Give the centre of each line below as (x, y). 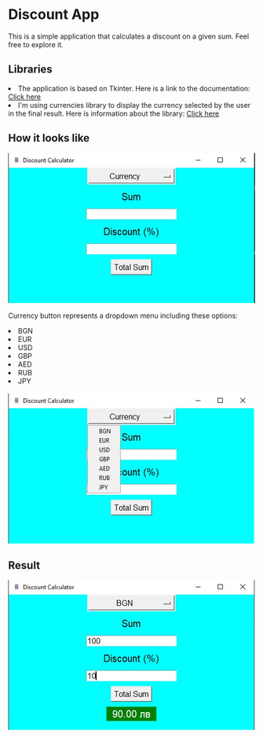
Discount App (54, 15)
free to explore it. (36, 44)
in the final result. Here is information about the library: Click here (114, 113)
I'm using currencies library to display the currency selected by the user (135, 105)
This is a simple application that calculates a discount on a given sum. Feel (129, 36)
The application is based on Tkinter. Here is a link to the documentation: (134, 88)
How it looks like (49, 138)
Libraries (30, 70)
